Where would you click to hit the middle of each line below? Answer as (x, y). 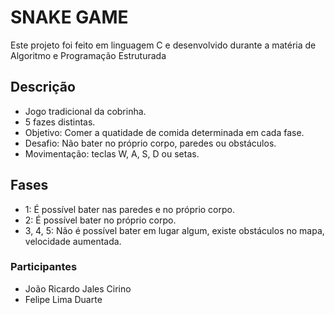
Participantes (44, 267)
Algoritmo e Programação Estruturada (88, 55)
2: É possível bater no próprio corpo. (100, 220)
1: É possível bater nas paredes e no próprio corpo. (130, 209)
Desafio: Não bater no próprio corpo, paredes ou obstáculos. (150, 143)
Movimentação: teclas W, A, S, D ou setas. (112, 153)
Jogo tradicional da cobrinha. (85, 111)
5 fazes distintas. (60, 122)
